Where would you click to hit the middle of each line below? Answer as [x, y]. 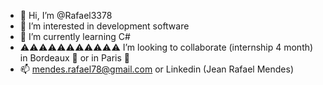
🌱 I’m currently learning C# [75, 36]
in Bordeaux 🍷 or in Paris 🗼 [75, 58]
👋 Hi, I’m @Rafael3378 [66, 15]
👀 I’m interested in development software [104, 26]
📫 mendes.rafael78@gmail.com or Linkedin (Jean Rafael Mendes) [156, 69]
